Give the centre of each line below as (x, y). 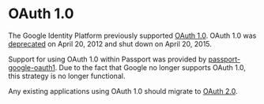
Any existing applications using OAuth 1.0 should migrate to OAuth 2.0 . (123, 91)
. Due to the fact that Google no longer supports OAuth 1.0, (151, 67)
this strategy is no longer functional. (67, 76)
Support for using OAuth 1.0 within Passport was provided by (107, 59)
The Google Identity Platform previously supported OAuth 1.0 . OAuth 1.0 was (132, 35)
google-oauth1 (32, 67)
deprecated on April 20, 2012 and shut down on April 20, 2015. (110, 43)
